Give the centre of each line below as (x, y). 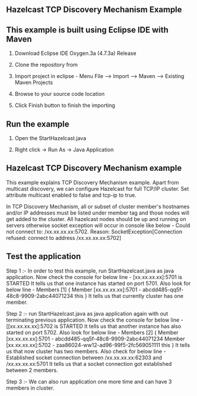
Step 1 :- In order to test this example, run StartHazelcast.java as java (90, 271)
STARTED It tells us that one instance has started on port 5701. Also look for (98, 283)
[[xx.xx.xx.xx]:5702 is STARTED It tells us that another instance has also (94, 326)
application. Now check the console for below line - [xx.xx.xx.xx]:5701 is (94, 277)
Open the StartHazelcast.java (51, 138)
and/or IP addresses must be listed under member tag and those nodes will (98, 213)
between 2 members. (32, 370)
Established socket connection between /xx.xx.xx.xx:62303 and (84, 358)
